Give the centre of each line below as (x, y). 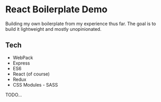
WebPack (23, 57)
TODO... (14, 95)
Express (21, 63)
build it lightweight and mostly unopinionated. (53, 29)
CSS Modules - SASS (35, 85)
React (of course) (31, 74)
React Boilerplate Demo (56, 9)
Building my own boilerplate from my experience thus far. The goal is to (81, 24)
